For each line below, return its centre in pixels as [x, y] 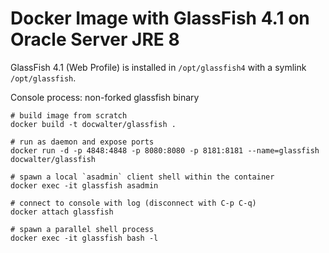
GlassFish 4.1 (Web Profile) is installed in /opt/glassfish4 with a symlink [158, 67]
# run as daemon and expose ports [82, 142]
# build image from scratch [69, 115]
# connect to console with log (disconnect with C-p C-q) [133, 203]
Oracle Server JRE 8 [95, 39]
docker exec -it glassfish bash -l [84, 238]
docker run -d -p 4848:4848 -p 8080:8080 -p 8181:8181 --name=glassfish [165, 150]
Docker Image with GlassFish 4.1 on [160, 18]
